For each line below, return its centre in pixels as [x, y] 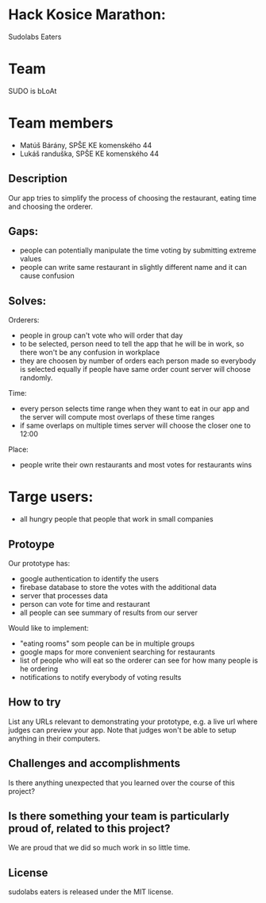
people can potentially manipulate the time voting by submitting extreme [138, 250]
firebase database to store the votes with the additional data [118, 587]
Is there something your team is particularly [119, 817]
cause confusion [47, 276]
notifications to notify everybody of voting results [100, 677]
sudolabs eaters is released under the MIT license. [91, 892]
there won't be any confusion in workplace [90, 353]
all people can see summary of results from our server [109, 612]
